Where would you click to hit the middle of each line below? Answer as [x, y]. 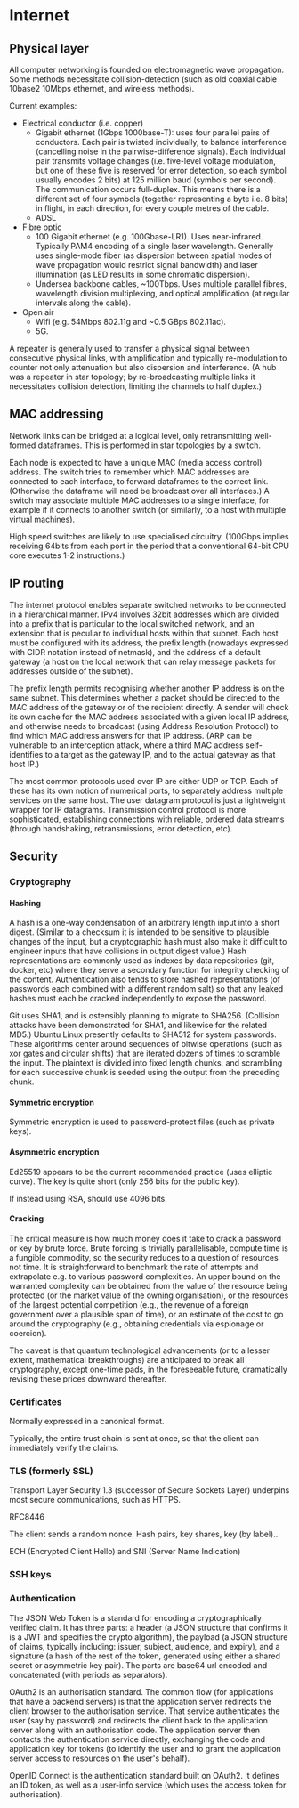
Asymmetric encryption [54, 1151]
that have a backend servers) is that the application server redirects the [140, 1701]
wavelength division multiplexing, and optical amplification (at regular [162, 293]
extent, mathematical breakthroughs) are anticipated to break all [127, 1359]
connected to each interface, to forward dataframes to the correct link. [139, 481]
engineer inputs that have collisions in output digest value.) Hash [128, 951]
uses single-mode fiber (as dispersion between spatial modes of [154, 255]
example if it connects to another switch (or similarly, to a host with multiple [148, 509]
